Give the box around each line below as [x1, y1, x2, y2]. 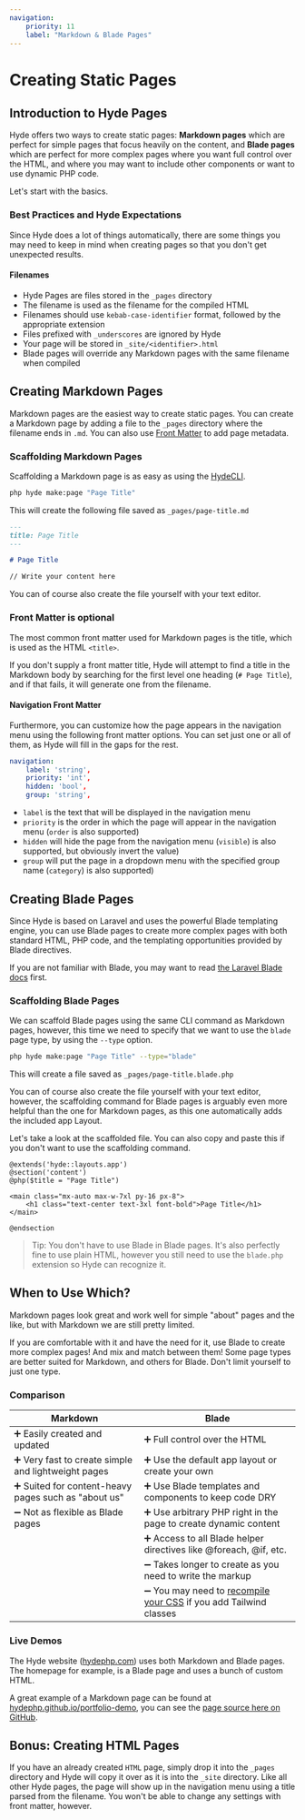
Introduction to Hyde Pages [9, 106, 168, 121]
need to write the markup [143, 1570, 251, 1582]
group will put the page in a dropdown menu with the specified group [22, 855, 280, 866]
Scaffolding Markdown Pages [9, 450, 143, 462]
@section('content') [9, 1168, 88, 1178]
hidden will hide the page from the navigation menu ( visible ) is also [22, 836, 277, 847]
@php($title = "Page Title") [9, 1176, 120, 1186]
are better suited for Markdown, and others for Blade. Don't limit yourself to [9, 1356, 291, 1367]
